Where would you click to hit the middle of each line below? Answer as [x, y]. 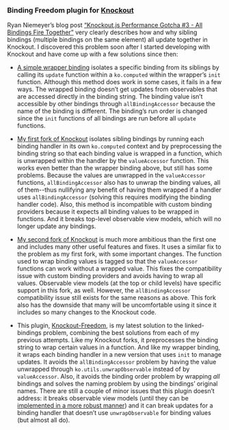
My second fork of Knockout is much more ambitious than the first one [117, 240]
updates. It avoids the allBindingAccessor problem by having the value [117, 362]
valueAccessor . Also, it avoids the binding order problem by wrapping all [118, 377]
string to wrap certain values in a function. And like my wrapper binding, [119, 347]
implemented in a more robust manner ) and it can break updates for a [115, 405]
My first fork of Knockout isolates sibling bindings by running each [110, 139]
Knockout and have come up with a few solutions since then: [93, 54]
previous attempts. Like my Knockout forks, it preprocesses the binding [118, 340]
